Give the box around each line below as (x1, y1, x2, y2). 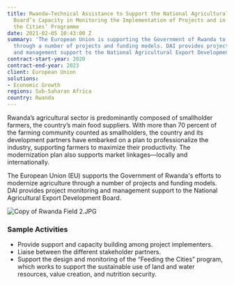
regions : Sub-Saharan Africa (7, 88, 92, 95)
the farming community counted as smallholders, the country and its (7, 128, 203, 137)
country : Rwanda (7, 95, 54, 102)
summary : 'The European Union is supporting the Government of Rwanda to (7, 36, 226, 43)
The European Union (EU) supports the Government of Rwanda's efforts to (7, 171, 221, 180)
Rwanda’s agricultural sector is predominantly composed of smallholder (7, 114, 213, 122)
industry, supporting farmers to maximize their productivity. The (7, 144, 191, 151)
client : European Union (7, 68, 77, 75)
